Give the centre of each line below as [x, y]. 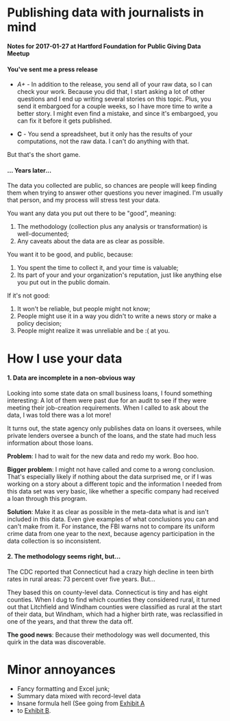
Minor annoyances [62, 670]
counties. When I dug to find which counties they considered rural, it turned [114, 599]
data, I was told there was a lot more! [59, 415]
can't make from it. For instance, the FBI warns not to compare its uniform [111, 526]
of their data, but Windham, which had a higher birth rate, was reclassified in [115, 614]
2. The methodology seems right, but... [64, 557]
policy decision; [39, 323]
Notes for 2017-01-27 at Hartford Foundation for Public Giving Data [104, 46]
